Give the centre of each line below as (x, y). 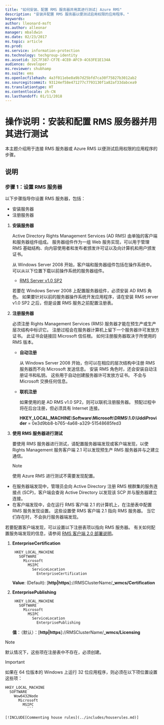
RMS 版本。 (24, 342)
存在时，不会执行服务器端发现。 (49, 517)
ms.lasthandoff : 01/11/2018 (34, 96)
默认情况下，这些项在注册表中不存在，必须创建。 (54, 652)
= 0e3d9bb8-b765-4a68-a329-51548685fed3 (74, 423)
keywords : (15, 19)
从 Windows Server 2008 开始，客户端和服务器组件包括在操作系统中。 (83, 265)
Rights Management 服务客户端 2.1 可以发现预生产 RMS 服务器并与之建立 (85, 450)
